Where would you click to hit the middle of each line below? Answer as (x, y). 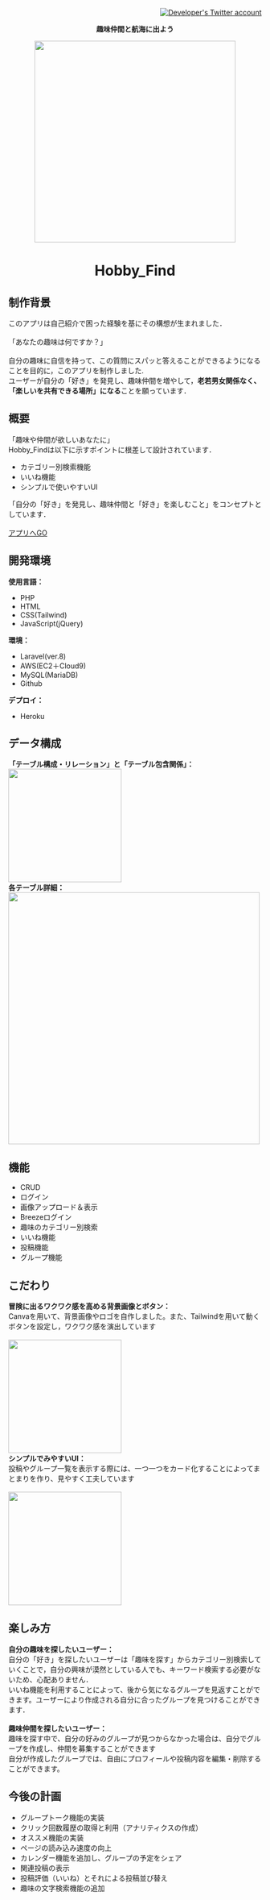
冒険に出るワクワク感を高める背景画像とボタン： (89, 1307)
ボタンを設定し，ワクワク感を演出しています (82, 1327)
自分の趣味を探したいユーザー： (61, 1649)
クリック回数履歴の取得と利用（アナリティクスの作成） (111, 1827)
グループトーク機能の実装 (62, 1817)
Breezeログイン (46, 1217)
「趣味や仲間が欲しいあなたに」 (61, 439)
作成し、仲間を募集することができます (93, 1748)
